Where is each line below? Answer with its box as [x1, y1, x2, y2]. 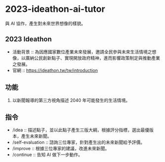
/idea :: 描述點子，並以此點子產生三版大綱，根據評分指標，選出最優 [12, 127, 150, 133]
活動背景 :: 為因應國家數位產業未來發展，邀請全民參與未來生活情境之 [12, 48, 152, 55]
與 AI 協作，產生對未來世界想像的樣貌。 [5, 20, 86, 26]
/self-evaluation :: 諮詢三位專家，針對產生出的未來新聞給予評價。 [12, 139, 145, 145]
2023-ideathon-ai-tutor [5, 3, 106, 15]
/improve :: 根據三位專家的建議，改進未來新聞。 [12, 146, 110, 152]
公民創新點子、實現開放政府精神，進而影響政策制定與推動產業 [34, 55, 160, 61]
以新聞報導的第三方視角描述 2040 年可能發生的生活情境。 [12, 97, 130, 103]
